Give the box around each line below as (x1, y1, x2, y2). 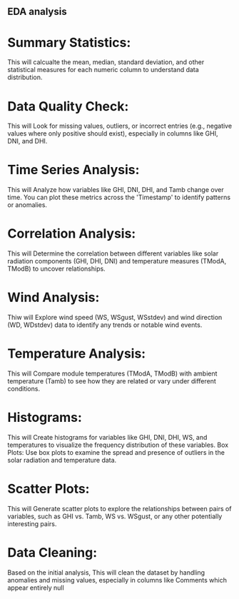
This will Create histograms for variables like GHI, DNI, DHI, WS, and (7, 433, 208, 441)
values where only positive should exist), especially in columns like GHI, (7, 129, 218, 138)
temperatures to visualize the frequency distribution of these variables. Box (7, 441, 229, 449)
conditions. (7, 385, 41, 393)
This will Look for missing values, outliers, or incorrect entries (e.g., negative (7, 121, 233, 131)
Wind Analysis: (7, 289, 100, 306)
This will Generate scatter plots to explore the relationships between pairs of (7, 504, 232, 513)
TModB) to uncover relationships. (7, 264, 106, 273)
